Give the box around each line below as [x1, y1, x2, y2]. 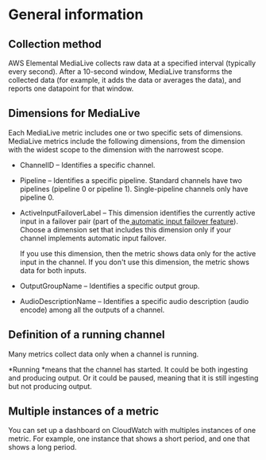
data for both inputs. [19, 265, 87, 275]
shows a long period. [8, 442, 77, 452]
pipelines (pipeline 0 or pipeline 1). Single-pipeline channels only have [19, 184, 249, 193]
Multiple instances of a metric [8, 404, 160, 419]
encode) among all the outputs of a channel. [19, 305, 165, 314]
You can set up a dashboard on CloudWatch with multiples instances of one [8, 426, 256, 435]
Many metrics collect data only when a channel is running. [8, 349, 199, 359]
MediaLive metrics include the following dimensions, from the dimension [8, 136, 245, 146]
